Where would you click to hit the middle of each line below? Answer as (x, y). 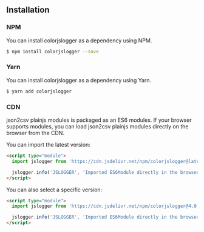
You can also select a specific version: (54, 190)
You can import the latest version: (49, 145)
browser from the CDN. (36, 133)
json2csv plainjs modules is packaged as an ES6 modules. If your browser (99, 120)
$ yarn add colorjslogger (39, 91)
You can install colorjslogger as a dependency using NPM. (79, 40)
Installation (28, 10)
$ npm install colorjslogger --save (53, 51)
